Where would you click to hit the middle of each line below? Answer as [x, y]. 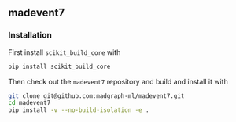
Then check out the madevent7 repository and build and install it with [118, 81]
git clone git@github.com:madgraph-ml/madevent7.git [96, 96]
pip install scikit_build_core [59, 66]
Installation [30, 35]
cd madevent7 [29, 103]
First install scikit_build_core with [65, 52]
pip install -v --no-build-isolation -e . [79, 110]
